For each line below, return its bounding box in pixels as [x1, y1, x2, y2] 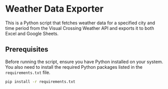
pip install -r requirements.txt [5, 79, 76, 84]
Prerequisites [5, 45, 48, 54]
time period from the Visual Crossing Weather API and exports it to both [5, 25, 154, 31]
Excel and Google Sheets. [5, 30, 59, 36]
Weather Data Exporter [5, 3, 104, 15]
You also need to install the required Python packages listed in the [5, 64, 143, 70]
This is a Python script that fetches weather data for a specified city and [5, 20, 155, 26]
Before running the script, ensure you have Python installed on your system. [5, 59, 163, 65]
